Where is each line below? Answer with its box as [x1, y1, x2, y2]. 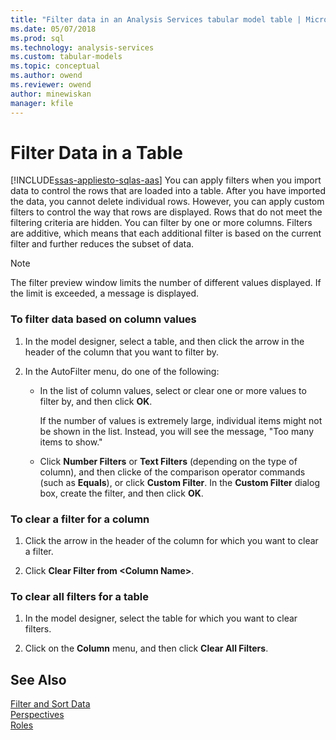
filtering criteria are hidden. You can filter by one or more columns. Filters [10, 217, 313, 229]
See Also [10, 671, 67, 688]
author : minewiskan [10, 89, 92, 99]
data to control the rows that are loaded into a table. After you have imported [10, 185, 326, 197]
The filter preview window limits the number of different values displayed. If [10, 277, 322, 289]
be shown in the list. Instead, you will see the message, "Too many [39, 425, 315, 437]
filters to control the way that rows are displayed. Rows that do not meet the [10, 206, 323, 218]
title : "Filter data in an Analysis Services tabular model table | [10, 14, 302, 25]
